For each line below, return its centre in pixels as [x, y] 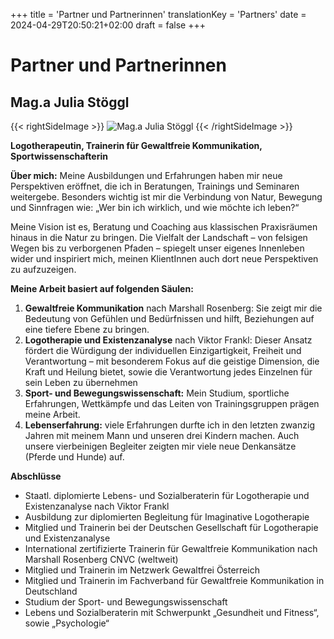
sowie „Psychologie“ [67, 623]
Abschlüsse [36, 476]
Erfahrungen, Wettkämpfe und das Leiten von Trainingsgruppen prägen [172, 403]
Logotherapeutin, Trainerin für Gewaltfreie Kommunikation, [136, 145]
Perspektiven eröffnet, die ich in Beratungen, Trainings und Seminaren [155, 186]
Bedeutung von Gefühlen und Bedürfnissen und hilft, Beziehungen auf [169, 318]
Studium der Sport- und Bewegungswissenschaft [126, 602]
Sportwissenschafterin [59, 156]
